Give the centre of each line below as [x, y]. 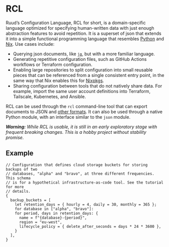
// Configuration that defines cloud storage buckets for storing [77, 165]
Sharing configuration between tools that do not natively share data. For [88, 86]
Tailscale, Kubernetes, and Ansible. [49, 97]
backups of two [22, 169]
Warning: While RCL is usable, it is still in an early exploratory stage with [81, 127]
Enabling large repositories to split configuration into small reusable [83, 70]
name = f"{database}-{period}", [53, 218]
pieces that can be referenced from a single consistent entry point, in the [89, 75]
